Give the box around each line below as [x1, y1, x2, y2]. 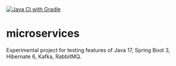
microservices [6, 27, 80, 40]
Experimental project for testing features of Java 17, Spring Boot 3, [6, 46, 171, 53]
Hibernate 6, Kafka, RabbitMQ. [6, 53, 82, 60]
